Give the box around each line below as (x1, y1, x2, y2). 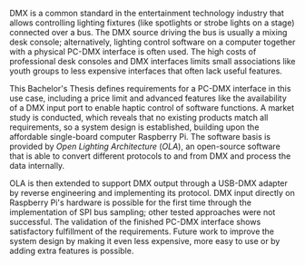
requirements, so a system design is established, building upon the (9, 122, 260, 132)
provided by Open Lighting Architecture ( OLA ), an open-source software (9, 141, 281, 152)
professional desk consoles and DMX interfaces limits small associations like (9, 56, 296, 66)
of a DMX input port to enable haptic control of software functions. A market (9, 103, 295, 113)
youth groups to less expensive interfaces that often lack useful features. (9, 65, 283, 76)
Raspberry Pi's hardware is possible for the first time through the (9, 197, 252, 208)
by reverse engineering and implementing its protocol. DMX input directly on (9, 188, 295, 198)
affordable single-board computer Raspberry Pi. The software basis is (9, 132, 271, 142)
